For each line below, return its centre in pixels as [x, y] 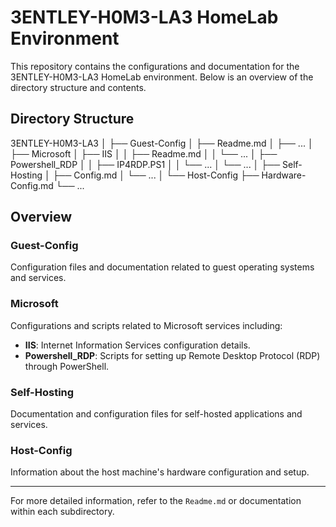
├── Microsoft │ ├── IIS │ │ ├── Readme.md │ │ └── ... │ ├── [144, 153]
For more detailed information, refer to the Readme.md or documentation [156, 501]
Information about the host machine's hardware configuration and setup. [160, 472]
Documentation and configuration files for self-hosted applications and [156, 414]
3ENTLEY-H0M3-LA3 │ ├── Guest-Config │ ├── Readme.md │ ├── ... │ [162, 143]
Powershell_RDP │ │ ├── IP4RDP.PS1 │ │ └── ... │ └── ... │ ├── [145, 164]
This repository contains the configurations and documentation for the [155, 66]
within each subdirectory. [62, 512]
